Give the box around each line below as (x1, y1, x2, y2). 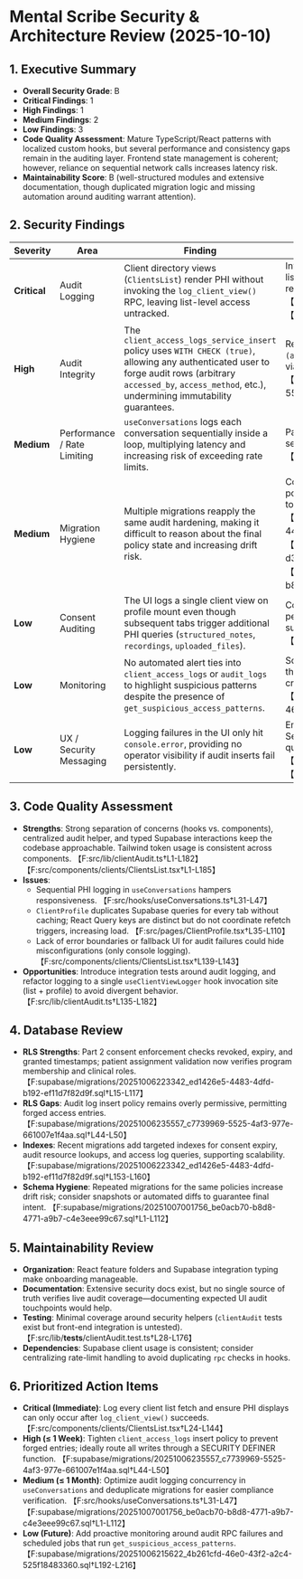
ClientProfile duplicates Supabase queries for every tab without (35, 904, 280, 915)
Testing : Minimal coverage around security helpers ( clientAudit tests (22, 1312, 282, 1323)
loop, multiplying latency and (124, 438, 246, 450)
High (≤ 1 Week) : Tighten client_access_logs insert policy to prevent (22, 1433, 279, 1444)
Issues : (22, 875, 51, 885)
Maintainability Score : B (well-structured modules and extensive (22, 172, 264, 183)
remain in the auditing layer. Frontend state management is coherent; (22, 153, 279, 164)
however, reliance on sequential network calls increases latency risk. (22, 163, 278, 173)
